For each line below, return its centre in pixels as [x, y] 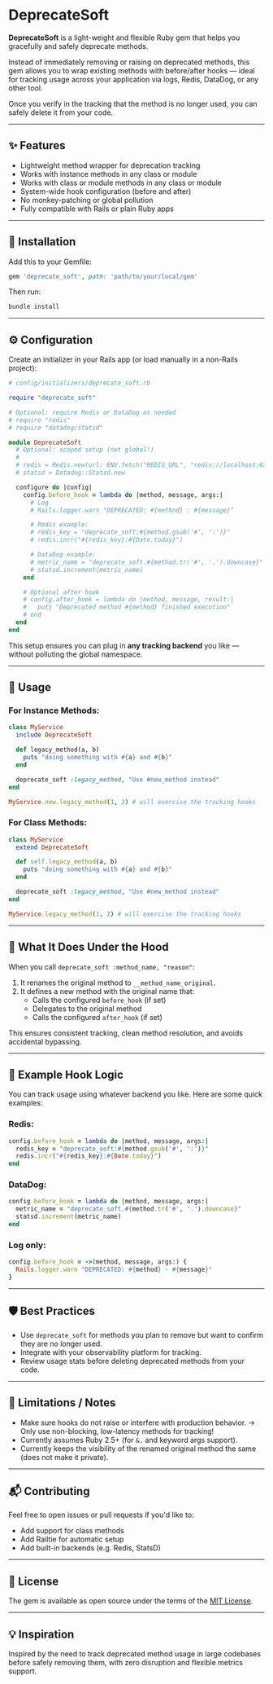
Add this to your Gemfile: [50, 262]
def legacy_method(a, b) [58, 750]
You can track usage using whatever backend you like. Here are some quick [135, 1094]
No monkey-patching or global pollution [87, 200]
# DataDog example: [63, 555]
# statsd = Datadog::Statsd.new [71, 473]
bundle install [34, 307]
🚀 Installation [42, 242]
